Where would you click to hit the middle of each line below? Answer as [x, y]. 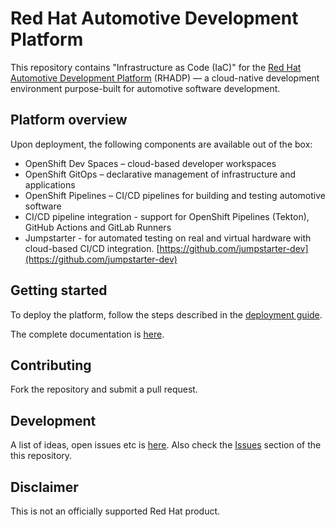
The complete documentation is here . [87, 334]
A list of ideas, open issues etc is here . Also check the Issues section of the [166, 445]
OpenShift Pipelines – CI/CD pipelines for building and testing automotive [175, 195]
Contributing [51, 365]
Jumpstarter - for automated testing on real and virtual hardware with [168, 238]
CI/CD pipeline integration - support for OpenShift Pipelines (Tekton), [167, 216]
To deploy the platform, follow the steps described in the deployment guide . [166, 314]
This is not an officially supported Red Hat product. [115, 511]
